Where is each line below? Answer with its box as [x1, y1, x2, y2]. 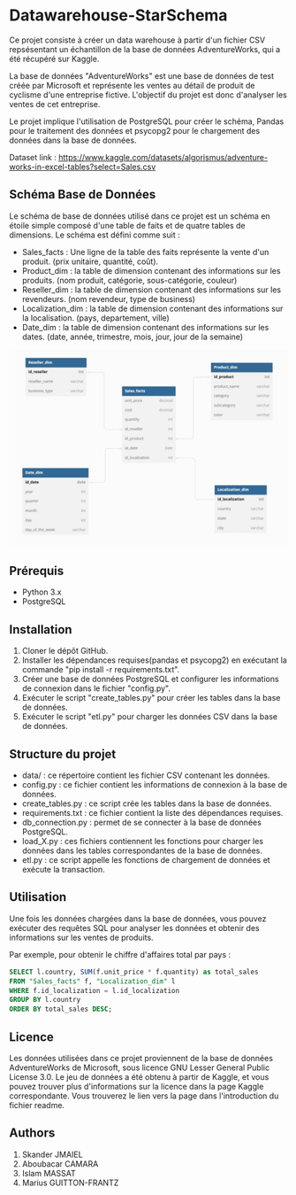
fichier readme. [9, 1100, 65, 1111]
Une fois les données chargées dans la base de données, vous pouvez [9, 913, 267, 924]
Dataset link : [9, 151, 57, 162]
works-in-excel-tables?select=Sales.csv [9, 161, 156, 172]
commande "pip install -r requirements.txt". [21, 664, 180, 675]
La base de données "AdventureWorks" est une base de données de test [9, 70, 275, 81]
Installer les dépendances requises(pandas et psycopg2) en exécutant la [21, 655, 287, 665]
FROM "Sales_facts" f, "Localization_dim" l [9, 976, 176, 986]
